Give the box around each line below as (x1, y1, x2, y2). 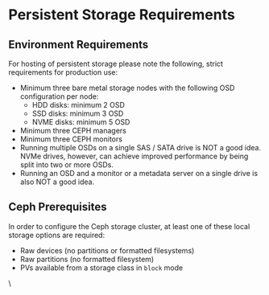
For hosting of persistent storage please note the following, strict (8, 59, 224, 68)
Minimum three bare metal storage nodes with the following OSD (19, 83, 235, 92)
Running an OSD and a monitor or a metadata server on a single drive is (19, 169, 259, 178)
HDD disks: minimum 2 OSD (31, 100, 125, 109)
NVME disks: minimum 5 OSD (31, 117, 130, 126)
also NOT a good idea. (19, 177, 95, 186)
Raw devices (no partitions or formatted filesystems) (19, 245, 195, 255)
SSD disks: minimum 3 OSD (31, 109, 124, 118)
